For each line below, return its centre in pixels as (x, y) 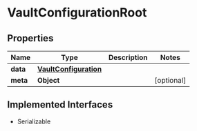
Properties (30, 38)
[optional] (170, 80)
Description (128, 58)
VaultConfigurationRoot (77, 13)
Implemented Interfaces (60, 105)
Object (48, 80)
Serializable (34, 121)
